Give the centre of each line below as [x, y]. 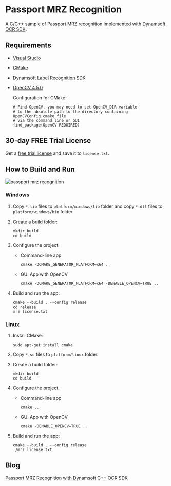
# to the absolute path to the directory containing [70, 112]
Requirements [28, 46]
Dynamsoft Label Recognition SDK [49, 78]
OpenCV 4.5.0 [28, 87]
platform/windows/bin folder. [43, 211]
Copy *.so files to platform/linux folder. [55, 354]
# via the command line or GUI [46, 120]
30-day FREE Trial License [48, 141]
